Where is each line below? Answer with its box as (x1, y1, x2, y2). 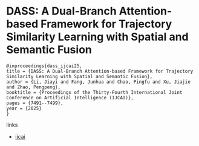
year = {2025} (6, 105, 42, 111)
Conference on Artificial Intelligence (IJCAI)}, (6, 95, 134, 101)
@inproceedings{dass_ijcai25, (6, 62, 83, 69)
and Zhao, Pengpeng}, (6, 84, 61, 90)
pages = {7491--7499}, (6, 100, 64, 106)
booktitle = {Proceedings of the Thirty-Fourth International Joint (6, 89, 183, 95)
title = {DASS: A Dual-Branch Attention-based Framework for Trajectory (6, 68, 194, 74)
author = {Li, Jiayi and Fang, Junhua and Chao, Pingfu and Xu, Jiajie (6, 79, 191, 85)
